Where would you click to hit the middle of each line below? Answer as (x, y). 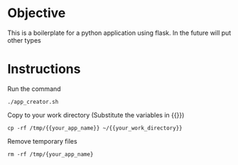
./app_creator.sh (33, 102)
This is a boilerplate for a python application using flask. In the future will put (119, 33)
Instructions (44, 69)
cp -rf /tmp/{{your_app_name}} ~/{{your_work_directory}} (95, 128)
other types (24, 40)
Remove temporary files (42, 141)
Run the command (34, 89)
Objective (37, 13)
